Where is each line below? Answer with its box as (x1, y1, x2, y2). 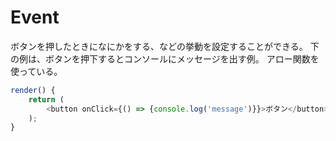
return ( (28, 94, 65, 105)
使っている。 (10, 65, 63, 77)
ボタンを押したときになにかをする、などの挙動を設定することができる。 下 (10, 40, 320, 52)
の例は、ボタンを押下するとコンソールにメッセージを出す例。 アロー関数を (10, 52, 320, 65)
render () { (10, 85, 56, 95)
